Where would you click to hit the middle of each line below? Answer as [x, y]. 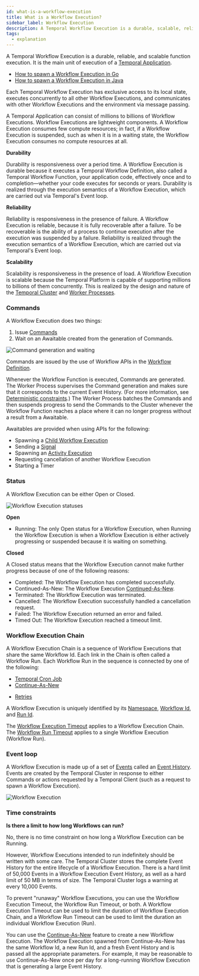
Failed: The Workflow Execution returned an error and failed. [89, 613]
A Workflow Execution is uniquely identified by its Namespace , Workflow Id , [99, 708]
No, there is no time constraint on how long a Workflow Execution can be [95, 837]
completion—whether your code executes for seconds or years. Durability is [99, 183]
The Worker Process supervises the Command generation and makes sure [97, 386]
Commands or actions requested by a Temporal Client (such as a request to [98, 780]
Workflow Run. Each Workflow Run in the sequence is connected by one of [98, 661]
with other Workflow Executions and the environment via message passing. [98, 104]
